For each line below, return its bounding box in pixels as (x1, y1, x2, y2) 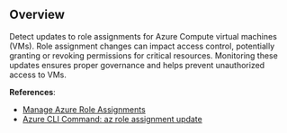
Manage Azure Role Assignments (22, 103, 146, 115)
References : (9, 86, 56, 97)
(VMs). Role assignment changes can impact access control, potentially (9, 40, 275, 51)
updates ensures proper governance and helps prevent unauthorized (9, 59, 265, 70)
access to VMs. (9, 69, 67, 80)
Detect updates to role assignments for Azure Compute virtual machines (9, 31, 277, 41)
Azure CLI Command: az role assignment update (22, 113, 202, 124)
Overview (9, 7, 66, 22)
